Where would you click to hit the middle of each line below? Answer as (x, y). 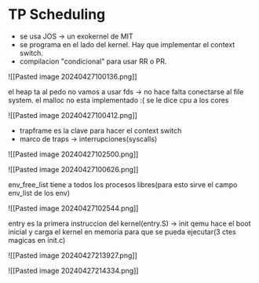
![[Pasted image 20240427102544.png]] (73, 208)
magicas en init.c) (37, 240)
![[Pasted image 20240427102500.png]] (73, 154)
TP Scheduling (57, 15)
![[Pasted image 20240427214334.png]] (73, 270)
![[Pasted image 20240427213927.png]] (73, 255)
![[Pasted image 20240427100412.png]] (73, 115)
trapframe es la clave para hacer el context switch (100, 130)
